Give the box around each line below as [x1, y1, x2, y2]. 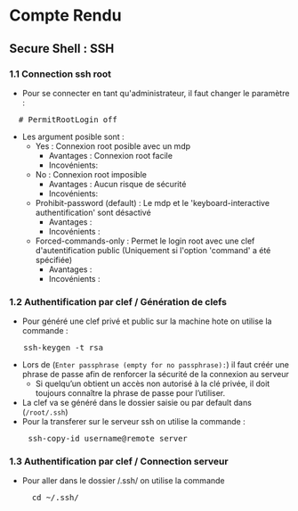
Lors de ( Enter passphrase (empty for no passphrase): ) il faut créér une [21, 359, 289, 370]
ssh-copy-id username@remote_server [28, 433, 189, 444]
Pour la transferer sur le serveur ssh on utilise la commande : [21, 416, 246, 427]
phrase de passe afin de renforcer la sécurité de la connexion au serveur [21, 369, 289, 380]
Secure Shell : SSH [9, 41, 115, 56]
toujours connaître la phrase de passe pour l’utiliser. [35, 388, 226, 399]
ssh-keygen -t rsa [23, 342, 104, 353]
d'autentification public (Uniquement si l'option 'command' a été [35, 244, 271, 255]
